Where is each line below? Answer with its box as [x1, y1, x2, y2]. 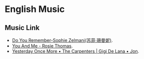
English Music [5, 3, 65, 15]
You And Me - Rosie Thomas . [12, 43, 73, 48]
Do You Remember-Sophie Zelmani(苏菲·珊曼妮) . [12, 37, 113, 43]
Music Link [5, 23, 40, 32]
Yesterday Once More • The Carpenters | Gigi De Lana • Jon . [12, 48, 139, 54]
